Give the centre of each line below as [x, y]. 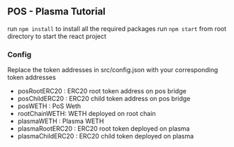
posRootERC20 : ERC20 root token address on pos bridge [102, 91]
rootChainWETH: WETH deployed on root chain [87, 114]
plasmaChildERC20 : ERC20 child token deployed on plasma [106, 136]
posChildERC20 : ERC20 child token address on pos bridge [104, 99]
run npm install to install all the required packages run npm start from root [117, 28]
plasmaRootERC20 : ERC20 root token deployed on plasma [104, 129]
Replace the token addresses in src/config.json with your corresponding [113, 70]
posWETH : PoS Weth [49, 106]
